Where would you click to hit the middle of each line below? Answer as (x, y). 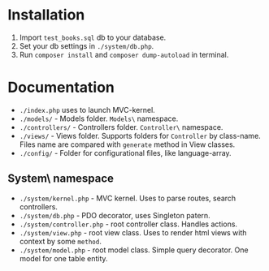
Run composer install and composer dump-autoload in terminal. (124, 54)
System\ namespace (61, 179)
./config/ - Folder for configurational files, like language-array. (126, 153)
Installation (46, 15)
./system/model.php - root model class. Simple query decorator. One (134, 250)
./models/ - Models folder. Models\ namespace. (99, 118)
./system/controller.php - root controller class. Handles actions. (128, 224)
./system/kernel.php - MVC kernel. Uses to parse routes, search (128, 198)
